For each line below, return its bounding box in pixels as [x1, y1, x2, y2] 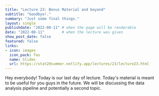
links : [5, 43, 19, 48]
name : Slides [9, 57, 36, 62]
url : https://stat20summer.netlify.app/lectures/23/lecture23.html [9, 61, 150, 66]
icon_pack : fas [9, 52, 40, 58]
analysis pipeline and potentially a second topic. [5, 85, 101, 91]
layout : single [5, 20, 36, 26]
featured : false [5, 39, 38, 44]
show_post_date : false [5, 35, 51, 39]
